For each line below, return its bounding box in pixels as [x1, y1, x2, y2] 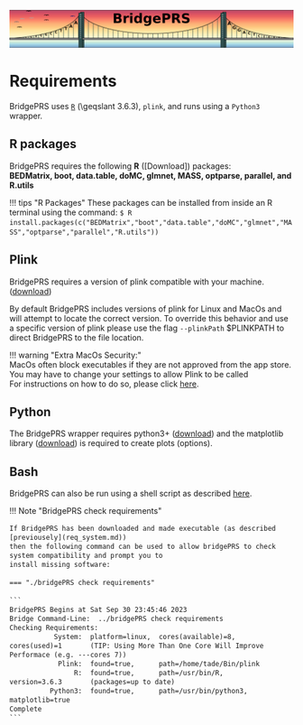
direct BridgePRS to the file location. [9, 331, 144, 343]
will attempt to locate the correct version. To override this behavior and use [9, 312, 289, 323]
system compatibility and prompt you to [9, 552, 164, 561]
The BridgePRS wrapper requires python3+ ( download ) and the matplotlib [9, 428, 284, 439]
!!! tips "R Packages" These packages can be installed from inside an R [9, 197, 273, 208]
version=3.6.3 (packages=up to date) [9, 678, 176, 687]
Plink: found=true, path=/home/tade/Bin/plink [57, 660, 260, 669]
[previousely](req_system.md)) [9, 534, 127, 543]
